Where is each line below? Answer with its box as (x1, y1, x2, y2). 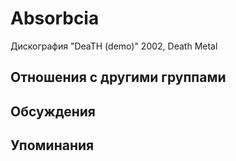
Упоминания (10, 137, 95, 154)
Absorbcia (10, 7, 100, 30)
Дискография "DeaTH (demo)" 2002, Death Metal (10, 40, 218, 52)
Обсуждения (10, 103, 96, 120)
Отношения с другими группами (10, 69, 227, 86)
